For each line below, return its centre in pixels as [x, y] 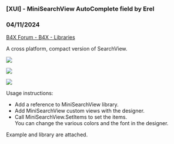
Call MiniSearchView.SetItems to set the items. [71, 117]
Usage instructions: [30, 93]
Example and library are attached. [47, 135]
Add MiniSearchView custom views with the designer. [80, 111]
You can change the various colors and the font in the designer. [91, 123]
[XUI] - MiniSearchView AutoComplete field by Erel [80, 9]
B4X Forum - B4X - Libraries [41, 38]
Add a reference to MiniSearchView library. [66, 105]
